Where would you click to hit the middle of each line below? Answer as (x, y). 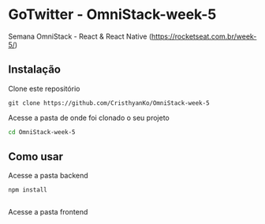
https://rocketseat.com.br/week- (204, 36)
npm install (28, 190)
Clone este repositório (44, 88)
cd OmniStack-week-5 (42, 132)
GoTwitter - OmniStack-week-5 (112, 15)
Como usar (36, 157)
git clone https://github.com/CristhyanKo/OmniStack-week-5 (109, 103)
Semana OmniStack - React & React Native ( (80, 36)
